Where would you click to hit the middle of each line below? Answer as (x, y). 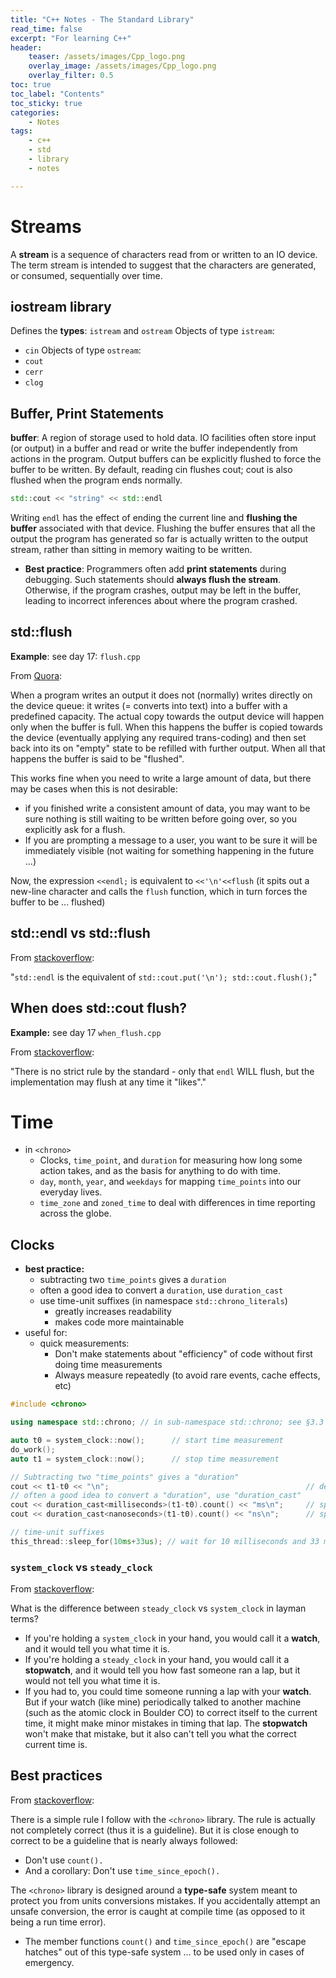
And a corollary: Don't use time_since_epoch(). (122, 1870)
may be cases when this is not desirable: (94, 788)
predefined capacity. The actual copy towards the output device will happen (167, 716)
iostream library (61, 306)
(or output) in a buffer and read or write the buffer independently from (154, 448)
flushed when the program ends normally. (96, 480)
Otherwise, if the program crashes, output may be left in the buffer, (163, 590)
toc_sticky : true (46, 103)
